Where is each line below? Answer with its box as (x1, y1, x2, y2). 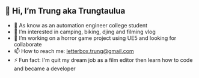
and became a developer (13, 65, 76, 72)
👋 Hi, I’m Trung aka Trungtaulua (5, 6, 126, 16)
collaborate (13, 40, 42, 48)
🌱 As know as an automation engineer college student (13, 21, 148, 29)
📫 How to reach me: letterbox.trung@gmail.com (13, 47, 134, 54)
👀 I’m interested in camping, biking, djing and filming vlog (13, 28, 156, 35)
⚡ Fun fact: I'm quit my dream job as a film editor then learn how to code (13, 56, 193, 63)
